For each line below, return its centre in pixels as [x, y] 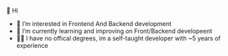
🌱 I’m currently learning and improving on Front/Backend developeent [114, 31]
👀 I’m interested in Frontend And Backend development [94, 24]
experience [32, 45]
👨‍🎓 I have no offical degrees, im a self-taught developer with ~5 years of [118, 38]
